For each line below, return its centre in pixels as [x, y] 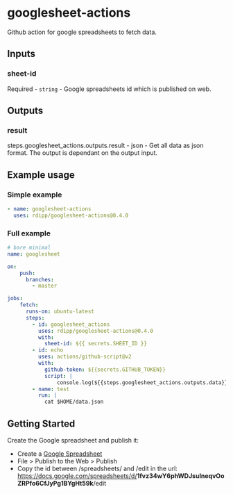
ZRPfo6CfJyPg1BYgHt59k [55, 483]
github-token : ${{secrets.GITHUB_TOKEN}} [105, 370]
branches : [40, 279]
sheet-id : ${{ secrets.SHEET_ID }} [96, 344]
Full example [29, 233]
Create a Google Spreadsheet [60, 454]
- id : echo [48, 350]
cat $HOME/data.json [74, 402]
